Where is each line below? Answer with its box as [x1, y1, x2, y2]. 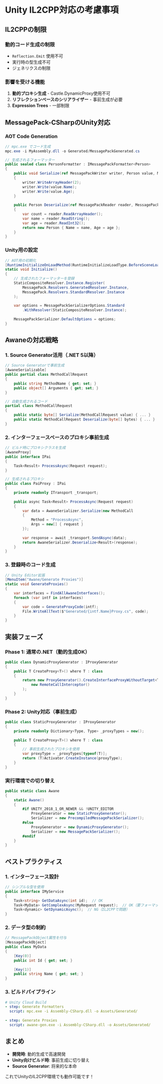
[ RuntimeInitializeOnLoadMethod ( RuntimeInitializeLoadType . [5, 262, 130, 267]
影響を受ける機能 [5, 78, 45, 85]
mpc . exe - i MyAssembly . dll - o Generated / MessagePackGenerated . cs [5, 149, 140, 154]
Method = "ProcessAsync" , [31, 517, 83, 523]
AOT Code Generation [5, 133, 58, 140]
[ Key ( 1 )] [14, 967, 32, 972]
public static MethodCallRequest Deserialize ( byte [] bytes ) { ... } [14, 417, 155, 422]
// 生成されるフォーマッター [5, 157, 55, 162]
